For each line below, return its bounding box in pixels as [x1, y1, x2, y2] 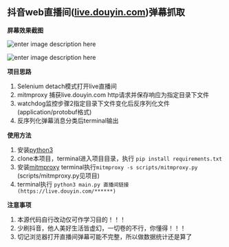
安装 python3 [17, 145, 54, 153]
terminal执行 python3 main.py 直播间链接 [17, 180, 129, 188]
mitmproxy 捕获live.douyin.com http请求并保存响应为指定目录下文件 [17, 90, 210, 98]
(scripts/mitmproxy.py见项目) [17, 171, 100, 180]
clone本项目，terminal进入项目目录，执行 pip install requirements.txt [17, 154, 222, 162]
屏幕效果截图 [7, 26, 43, 34]
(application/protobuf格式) [17, 107, 92, 116]
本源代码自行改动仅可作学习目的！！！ [17, 215, 126, 224]
